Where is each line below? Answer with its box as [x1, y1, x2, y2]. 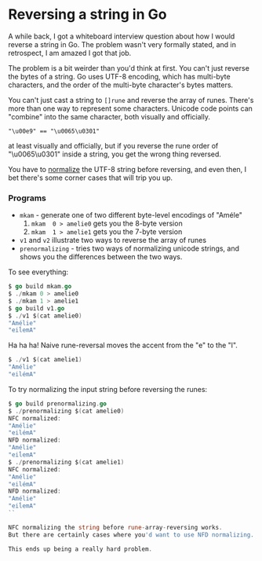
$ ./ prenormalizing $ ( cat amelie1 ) [8, 458, 125, 466]
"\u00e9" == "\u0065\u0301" [8, 127, 100, 135]
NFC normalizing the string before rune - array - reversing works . [8, 523, 223, 531]
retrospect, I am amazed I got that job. [8, 48, 132, 57]
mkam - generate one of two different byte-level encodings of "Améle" [19, 211, 243, 220]
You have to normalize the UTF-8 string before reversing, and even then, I [8, 164, 247, 174]
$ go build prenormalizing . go [8, 399, 107, 408]
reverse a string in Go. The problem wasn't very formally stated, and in [8, 39, 237, 49]
